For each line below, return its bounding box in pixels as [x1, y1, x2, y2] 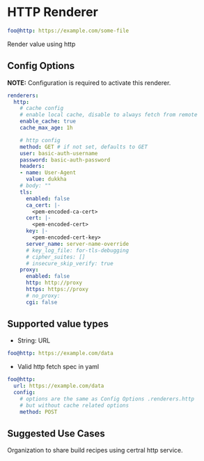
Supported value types [7, 318, 109, 330]
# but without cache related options [19, 402, 130, 409]
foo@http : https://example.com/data [7, 350, 113, 357]
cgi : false [25, 299, 58, 306]
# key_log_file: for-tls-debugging [25, 247, 130, 254]
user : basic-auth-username [19, 150, 98, 157]
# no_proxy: [25, 292, 61, 299]
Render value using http [7, 40, 76, 48]
